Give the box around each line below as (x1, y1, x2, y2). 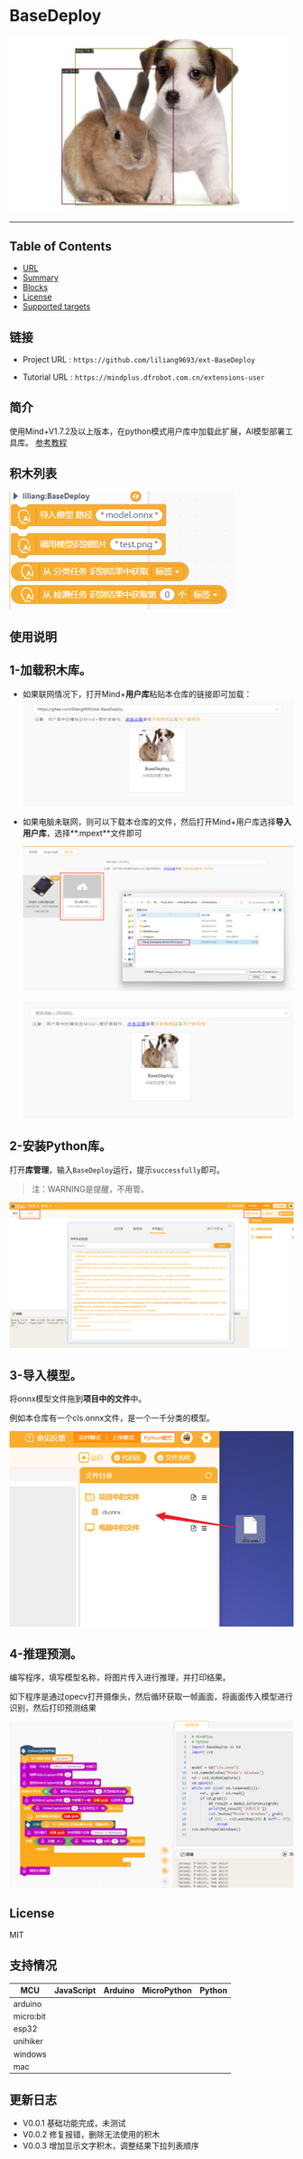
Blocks (22, 282, 48, 293)
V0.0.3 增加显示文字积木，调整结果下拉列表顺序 (22, 2140, 200, 2152)
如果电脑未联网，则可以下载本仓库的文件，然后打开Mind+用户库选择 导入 (22, 816, 291, 827)
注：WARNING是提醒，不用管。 (31, 1183, 149, 1194)
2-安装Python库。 (9, 1138, 112, 1154)
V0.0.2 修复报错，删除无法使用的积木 (22, 2129, 161, 2140)
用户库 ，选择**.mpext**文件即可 (22, 827, 142, 838)
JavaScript (53, 1985, 96, 1996)
